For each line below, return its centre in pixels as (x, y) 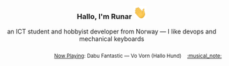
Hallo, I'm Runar (104, 16)
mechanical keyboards (112, 39)
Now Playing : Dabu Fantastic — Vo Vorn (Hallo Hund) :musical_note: (138, 56)
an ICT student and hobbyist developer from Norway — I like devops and (112, 32)
